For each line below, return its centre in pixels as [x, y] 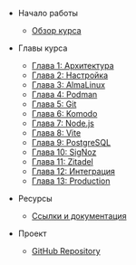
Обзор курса [56, 30]
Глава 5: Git [54, 104]
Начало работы [48, 13]
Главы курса [43, 48]
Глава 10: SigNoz [64, 152]
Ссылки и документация [79, 216]
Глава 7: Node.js [63, 123]
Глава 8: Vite [56, 133]
